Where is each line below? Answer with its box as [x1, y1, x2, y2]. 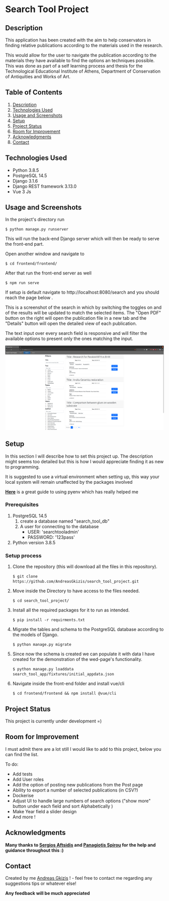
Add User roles [12, 776, 44, 782]
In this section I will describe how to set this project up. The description [5, 453, 153, 459]
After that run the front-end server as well [5, 270, 92, 276]
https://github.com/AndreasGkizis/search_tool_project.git [12, 579, 139, 584]
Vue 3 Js [12, 188, 31, 195]
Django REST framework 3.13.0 [12, 183, 77, 189]
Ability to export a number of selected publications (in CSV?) [12, 787, 138, 793]
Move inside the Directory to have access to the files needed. [12, 588, 140, 594]
